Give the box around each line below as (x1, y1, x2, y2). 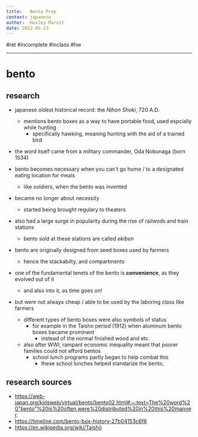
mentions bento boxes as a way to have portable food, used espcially (23, 118, 192, 125)
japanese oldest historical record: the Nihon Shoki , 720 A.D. (14, 107, 160, 114)
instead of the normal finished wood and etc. (41, 335, 150, 342)
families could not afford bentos (23, 347, 101, 355)
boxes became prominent (32, 329, 94, 336)
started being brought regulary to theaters (23, 206, 126, 213)
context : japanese (6, 14, 51, 20)
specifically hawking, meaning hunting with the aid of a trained (32, 130, 184, 137)
